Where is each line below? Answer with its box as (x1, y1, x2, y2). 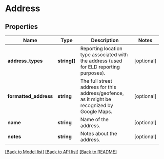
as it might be (80, 96, 111, 103)
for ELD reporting (80, 64, 120, 70)
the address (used (80, 57, 123, 64)
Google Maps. (80, 108, 113, 115)
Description (91, 37, 119, 44)
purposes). (80, 69, 106, 76)
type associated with (80, 51, 128, 58)
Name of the (80, 116, 109, 123)
